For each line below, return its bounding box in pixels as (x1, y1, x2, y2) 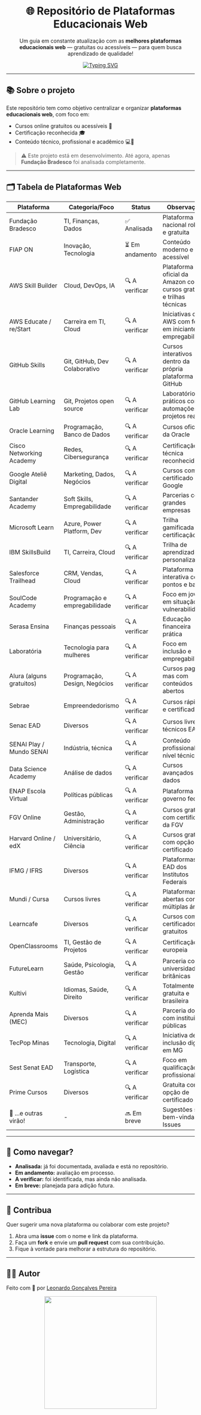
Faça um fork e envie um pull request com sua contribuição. (14, 1239, 165, 1246)
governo (162, 795, 187, 803)
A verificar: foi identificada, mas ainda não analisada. (14, 1176, 148, 1183)
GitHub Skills (9, 361, 45, 369)
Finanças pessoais (63, 622, 116, 631)
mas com (162, 671, 188, 680)
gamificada (162, 523, 194, 532)
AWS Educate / (9, 317, 52, 325)
